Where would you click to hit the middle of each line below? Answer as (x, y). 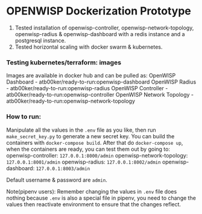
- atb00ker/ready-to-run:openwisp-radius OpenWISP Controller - (87, 88)
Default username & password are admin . (57, 180)
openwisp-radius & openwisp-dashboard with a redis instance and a (100, 34)
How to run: (24, 117)
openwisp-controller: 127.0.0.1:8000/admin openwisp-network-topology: (97, 155)
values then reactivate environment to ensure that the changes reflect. (94, 204)
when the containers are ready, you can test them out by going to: (88, 149)
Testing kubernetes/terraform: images (64, 63)
